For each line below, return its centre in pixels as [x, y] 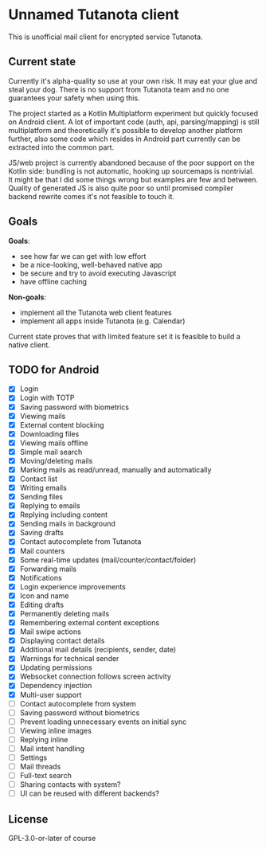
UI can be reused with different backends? [89, 793]
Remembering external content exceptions [90, 622]
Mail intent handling [52, 748]
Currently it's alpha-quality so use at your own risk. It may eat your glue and [133, 80]
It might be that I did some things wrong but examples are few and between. [133, 179]
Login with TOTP [47, 398]
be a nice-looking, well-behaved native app [91, 264]
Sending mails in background [67, 524]
